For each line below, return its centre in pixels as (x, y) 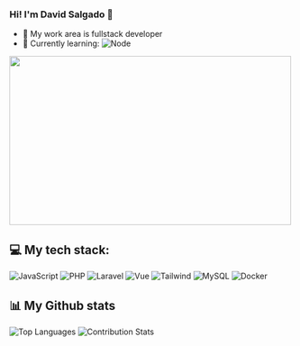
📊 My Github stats (63, 305)
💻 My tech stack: (59, 250)
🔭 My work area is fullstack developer (92, 34)
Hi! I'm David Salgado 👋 (61, 14)
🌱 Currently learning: (61, 43)
